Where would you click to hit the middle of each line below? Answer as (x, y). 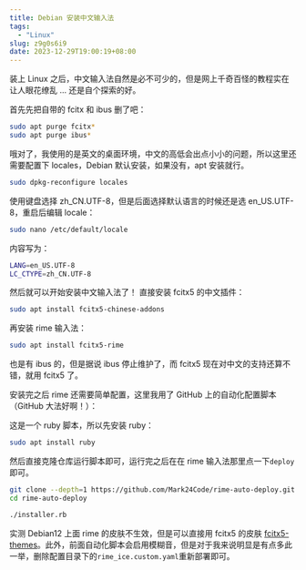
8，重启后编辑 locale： (52, 212)
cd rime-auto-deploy (49, 498)
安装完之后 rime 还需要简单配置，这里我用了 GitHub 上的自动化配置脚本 (143, 395)
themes (24, 545)
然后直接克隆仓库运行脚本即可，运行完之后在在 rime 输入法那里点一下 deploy (152, 461)
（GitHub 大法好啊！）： (54, 406)
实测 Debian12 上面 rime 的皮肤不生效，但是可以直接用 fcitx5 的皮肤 (136, 533)
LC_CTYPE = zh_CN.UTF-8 (51, 274)
